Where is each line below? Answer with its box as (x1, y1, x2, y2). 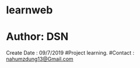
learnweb (6, 3, 53, 17)
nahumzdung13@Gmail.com (6, 56, 74, 63)
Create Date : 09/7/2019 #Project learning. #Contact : (6, 49, 135, 56)
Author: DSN (6, 30, 69, 44)
